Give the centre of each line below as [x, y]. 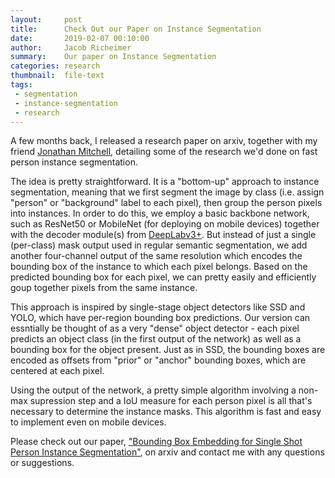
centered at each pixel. [57, 371]
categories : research [55, 66]
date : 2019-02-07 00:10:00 [80, 38]
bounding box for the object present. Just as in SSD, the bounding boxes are [168, 350]
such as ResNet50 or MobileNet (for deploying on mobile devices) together [165, 224]
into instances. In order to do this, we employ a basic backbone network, [160, 213]
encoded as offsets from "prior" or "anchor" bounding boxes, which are [158, 360]
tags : [21, 85]
